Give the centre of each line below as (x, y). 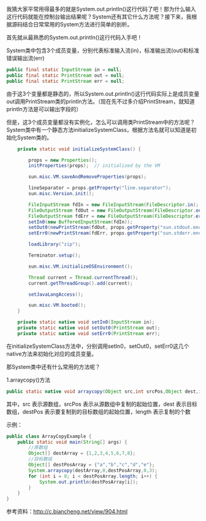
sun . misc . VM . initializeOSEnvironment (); (81, 266)
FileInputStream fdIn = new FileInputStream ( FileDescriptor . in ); (114, 204)
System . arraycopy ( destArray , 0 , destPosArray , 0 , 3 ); (93, 470)
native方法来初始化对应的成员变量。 (51, 353)
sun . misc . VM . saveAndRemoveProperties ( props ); (88, 177)
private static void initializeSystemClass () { (79, 149)
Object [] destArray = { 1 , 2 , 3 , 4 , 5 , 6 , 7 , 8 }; (82, 453)
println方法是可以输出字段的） (44, 109)
